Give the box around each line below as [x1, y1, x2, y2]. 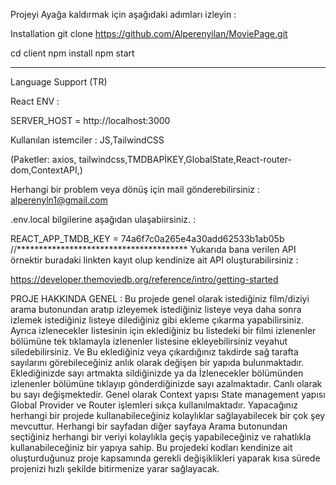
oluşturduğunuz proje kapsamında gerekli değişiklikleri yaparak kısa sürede [10, 452, 321, 464]
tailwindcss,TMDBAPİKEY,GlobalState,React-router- [78, 154, 292, 165]
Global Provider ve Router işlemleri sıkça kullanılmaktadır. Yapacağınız [10, 399, 298, 411]
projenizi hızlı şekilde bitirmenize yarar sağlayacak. [10, 463, 220, 474]
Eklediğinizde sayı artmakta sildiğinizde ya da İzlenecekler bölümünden [10, 367, 304, 379]
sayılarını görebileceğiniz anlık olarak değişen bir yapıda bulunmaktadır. [10, 357, 305, 368]
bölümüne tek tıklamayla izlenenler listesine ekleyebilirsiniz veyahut [10, 335, 288, 347]
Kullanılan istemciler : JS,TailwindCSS [10, 134, 165, 146]
